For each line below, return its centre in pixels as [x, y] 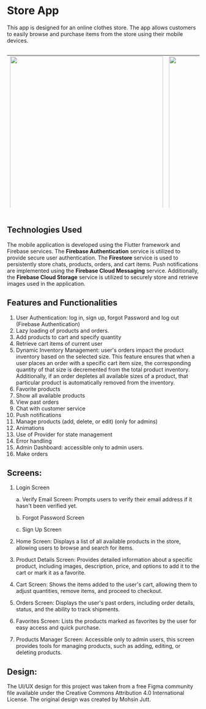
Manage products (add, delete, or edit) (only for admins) [87, 421]
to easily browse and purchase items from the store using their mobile [95, 34]
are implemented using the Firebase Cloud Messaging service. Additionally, [103, 271]
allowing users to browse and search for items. [75, 548]
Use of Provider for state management [64, 434]
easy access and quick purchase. [58, 628]
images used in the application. [46, 283]
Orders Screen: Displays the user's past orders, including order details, [105, 603]
